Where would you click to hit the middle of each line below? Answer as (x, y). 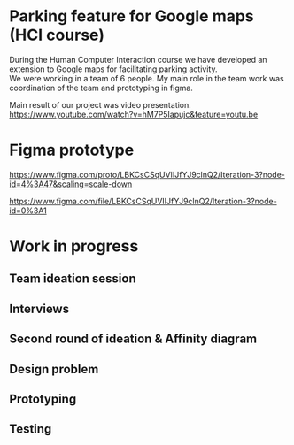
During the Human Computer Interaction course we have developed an (138, 59)
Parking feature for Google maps (132, 16)
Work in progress (74, 246)
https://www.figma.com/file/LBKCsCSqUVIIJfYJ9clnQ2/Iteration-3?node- (143, 201)
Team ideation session (73, 279)
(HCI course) (57, 35)
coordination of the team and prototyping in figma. (101, 88)
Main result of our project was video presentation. (101, 104)
